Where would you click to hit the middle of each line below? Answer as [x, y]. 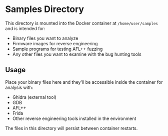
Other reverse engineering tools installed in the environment [74, 118]
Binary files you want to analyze [45, 38]
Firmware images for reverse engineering [55, 43]
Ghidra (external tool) [34, 97]
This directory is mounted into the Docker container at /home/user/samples [82, 23]
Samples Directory [44, 9]
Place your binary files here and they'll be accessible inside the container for [84, 82]
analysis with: [19, 87]
